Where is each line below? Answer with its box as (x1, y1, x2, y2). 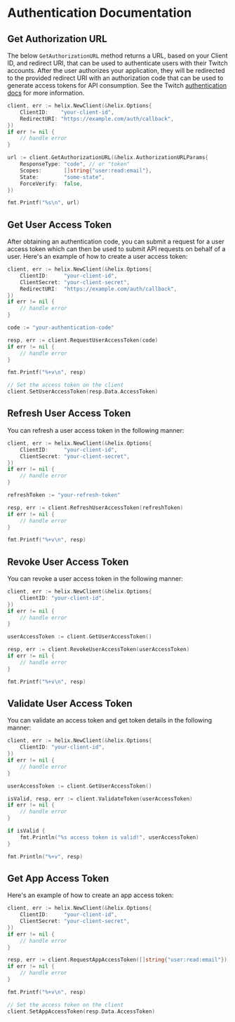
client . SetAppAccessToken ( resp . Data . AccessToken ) (7, 1008, 156, 1015)
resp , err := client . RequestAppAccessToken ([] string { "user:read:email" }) (7, 956, 228, 964)
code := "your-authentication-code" (7, 324, 114, 331)
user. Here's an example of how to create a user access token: (7, 253, 188, 261)
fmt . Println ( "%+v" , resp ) (7, 853, 83, 860)
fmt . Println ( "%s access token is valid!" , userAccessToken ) (20, 833, 199, 841)
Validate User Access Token (7, 697, 133, 709)
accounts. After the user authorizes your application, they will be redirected (7, 67, 226, 74)
